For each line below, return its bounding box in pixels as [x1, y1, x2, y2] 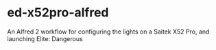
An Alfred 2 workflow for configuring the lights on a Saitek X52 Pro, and [7, 27, 210, 36]
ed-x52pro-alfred [7, 5, 109, 21]
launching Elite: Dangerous [7, 34, 84, 42]
